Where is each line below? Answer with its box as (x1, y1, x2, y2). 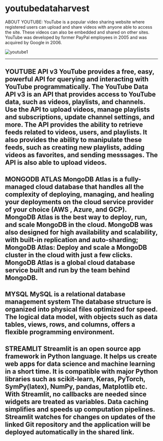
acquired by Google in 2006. (5, 39, 62, 45)
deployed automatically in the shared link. (5, 428, 134, 436)
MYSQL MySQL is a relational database (5, 290, 126, 298)
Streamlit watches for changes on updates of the (5, 413, 156, 421)
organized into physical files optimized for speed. (5, 305, 158, 313)
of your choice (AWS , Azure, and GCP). (5, 205, 127, 213)
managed (5, 182, 34, 191)
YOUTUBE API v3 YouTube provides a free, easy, (5, 67, 154, 76)
